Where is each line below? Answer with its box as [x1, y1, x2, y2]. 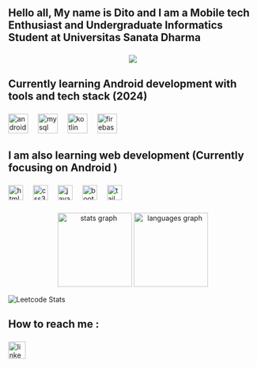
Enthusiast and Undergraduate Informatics [8, 19, 224, 32]
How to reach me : [8, 317, 100, 331]
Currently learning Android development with [8, 77, 237, 90]
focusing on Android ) [8, 161, 118, 174]
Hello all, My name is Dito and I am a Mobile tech [8, 6, 251, 20]
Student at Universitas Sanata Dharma [8, 31, 202, 44]
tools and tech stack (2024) [8, 89, 148, 103]
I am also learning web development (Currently [8, 149, 244, 163]
